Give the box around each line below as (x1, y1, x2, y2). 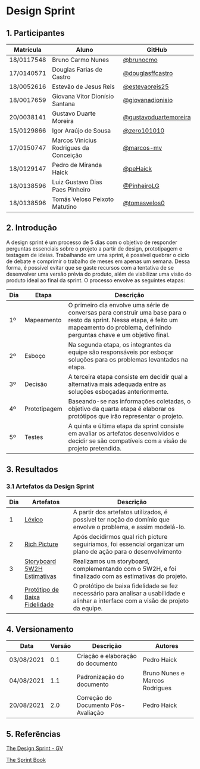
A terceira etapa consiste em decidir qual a (68, 372, 188, 381)
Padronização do (76, 673, 124, 681)
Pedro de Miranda (52, 161, 102, 169)
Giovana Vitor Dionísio (52, 92, 114, 100)
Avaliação (76, 709, 104, 717)
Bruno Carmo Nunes (52, 55, 110, 64)
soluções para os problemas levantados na (68, 355, 189, 363)
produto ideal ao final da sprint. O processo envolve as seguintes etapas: (6, 276, 186, 284)
